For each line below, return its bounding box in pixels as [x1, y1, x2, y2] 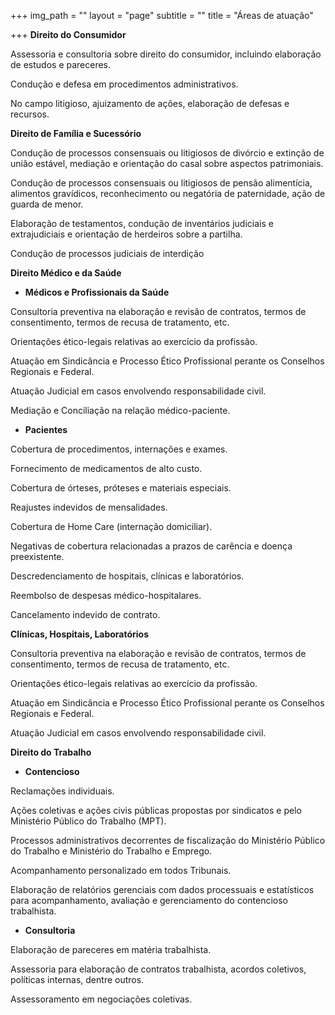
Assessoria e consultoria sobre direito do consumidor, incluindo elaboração [10, 48, 322, 60]
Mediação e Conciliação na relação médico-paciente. [10, 405, 231, 416]
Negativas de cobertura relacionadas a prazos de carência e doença [10, 540, 293, 552]
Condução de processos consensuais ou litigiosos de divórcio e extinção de [10, 147, 325, 159]
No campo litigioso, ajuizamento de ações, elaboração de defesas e [10, 98, 290, 109]
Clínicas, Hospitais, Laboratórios [10, 628, 150, 640]
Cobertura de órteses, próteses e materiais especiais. [10, 482, 232, 494]
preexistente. [10, 551, 65, 562]
